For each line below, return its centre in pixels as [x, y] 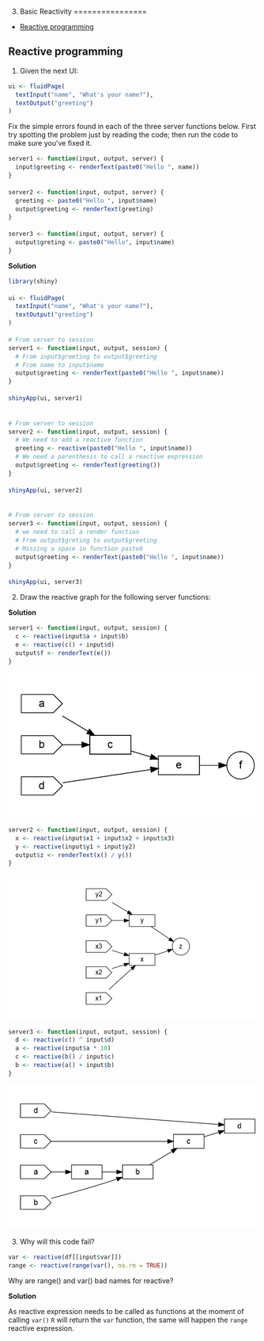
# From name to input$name [60, 365]
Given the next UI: [49, 70]
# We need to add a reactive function [79, 440]
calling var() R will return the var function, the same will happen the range [128, 1320]
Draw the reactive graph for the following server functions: [115, 597]
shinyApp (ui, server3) [45, 582]
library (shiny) [33, 281]
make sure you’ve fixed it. [50, 143]
